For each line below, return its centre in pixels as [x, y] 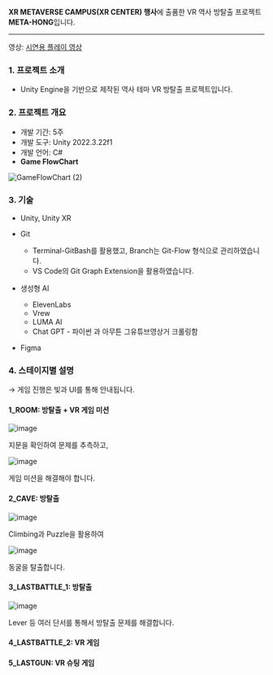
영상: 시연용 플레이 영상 [45, 47]
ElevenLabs [52, 305]
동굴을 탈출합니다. [37, 567]
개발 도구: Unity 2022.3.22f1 [66, 142]
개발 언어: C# [41, 152]
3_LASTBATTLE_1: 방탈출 [50, 587]
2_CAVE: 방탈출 [34, 498]
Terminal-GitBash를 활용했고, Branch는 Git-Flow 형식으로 [126, 250]
